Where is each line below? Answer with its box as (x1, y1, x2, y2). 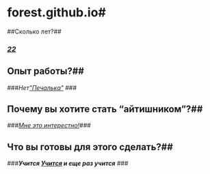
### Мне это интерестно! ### (7, 121, 91, 130)
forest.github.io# (7, 5, 106, 20)
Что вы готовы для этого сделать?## (7, 141, 173, 153)
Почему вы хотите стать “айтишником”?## (7, 104, 203, 115)
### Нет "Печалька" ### (7, 83, 77, 91)
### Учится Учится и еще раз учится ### (7, 159, 129, 168)
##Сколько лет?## (7, 27, 62, 35)
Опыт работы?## (7, 66, 84, 77)
